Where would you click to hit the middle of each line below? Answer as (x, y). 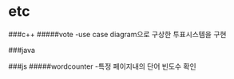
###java (22, 50)
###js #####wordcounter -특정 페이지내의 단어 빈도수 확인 (103, 66)
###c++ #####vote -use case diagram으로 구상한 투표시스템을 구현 (117, 34)
